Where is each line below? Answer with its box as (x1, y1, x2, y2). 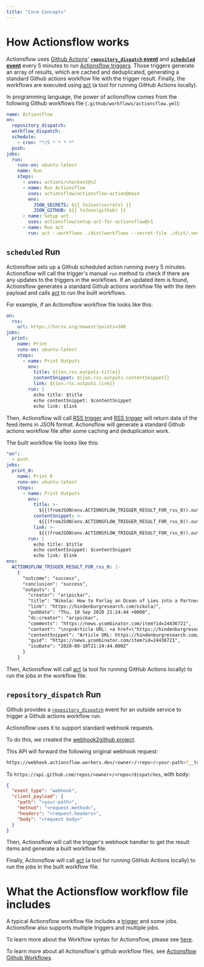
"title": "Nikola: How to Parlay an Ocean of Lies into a (28, 598, 178, 604)
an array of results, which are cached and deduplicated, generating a (6, 68, 179, 76)
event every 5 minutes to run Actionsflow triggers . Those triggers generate (6, 62, 194, 69)
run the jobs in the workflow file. (6, 672, 87, 679)
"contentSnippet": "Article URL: (28, 631, 113, 638)
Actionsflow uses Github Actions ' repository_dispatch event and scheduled (6, 55, 195, 63)
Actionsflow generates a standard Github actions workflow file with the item (6, 283, 196, 290)
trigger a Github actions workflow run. (6, 712, 101, 719)
